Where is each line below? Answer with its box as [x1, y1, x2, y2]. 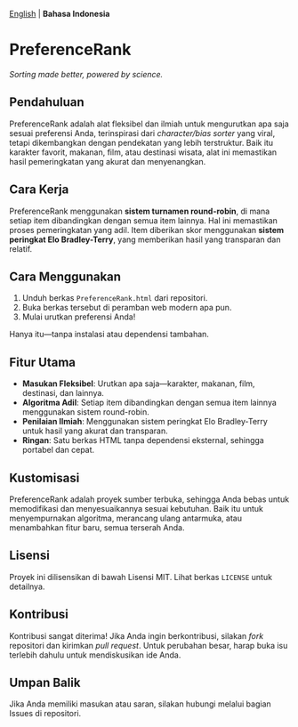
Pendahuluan [9, 94, 85, 110]
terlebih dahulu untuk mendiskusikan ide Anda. [9, 650, 181, 660]
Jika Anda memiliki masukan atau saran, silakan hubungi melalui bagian [9, 699, 271, 709]
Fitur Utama [9, 354, 77, 369]
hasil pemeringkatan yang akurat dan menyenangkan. [9, 156, 206, 166]
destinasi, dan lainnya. [21, 388, 105, 399]
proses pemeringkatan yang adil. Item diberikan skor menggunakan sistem [9, 224, 285, 235]
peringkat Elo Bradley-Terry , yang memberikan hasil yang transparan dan [9, 234, 281, 245]
